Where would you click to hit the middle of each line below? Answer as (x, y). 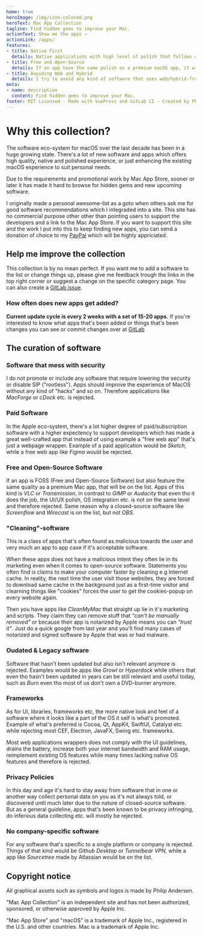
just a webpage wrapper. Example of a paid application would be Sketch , (96, 445)
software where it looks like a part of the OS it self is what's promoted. (93, 717)
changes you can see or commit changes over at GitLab (75, 329)
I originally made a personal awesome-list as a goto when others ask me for (100, 203)
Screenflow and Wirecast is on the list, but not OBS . (70, 512)
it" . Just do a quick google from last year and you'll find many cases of (94, 628)
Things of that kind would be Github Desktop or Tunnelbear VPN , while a (96, 851)
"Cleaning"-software (38, 528)
